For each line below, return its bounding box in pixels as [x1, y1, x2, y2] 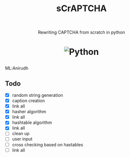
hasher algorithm [12, 109, 47, 115]
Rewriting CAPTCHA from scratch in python [38, 29, 125, 35]
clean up [12, 131, 30, 137]
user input [12, 136, 32, 142]
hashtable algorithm [12, 120, 52, 125]
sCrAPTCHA [56, 3, 107, 14]
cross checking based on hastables [12, 141, 83, 147]
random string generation [12, 92, 63, 98]
